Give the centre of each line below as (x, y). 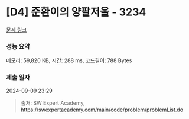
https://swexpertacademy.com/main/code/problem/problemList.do (102, 110)
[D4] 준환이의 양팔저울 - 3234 (76, 12)
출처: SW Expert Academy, (53, 103)
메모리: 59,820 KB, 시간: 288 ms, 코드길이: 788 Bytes (69, 60)
